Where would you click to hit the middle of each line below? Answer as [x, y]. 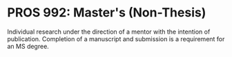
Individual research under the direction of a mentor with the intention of [109, 32]
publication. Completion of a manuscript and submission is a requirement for [116, 38]
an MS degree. [28, 46]
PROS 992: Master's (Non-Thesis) [107, 13]
